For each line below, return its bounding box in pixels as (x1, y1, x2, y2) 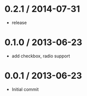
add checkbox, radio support (11, 53, 70, 59)
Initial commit (11, 86, 39, 92)
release (11, 20, 27, 25)
